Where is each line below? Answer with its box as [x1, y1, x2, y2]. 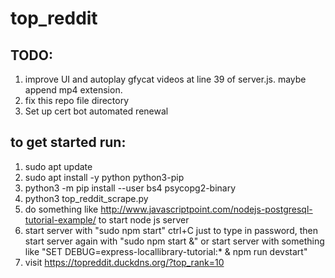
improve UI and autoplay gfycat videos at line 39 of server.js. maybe [24, 73, 307, 85]
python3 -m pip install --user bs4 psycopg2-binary [24, 182, 237, 194]
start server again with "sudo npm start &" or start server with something [24, 235, 325, 247]
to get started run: [10, 134, 127, 151]
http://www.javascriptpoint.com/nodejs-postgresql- [100, 203, 313, 215]
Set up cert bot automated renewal [24, 105, 169, 117]
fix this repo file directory [24, 95, 130, 106]
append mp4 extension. [24, 84, 123, 96]
